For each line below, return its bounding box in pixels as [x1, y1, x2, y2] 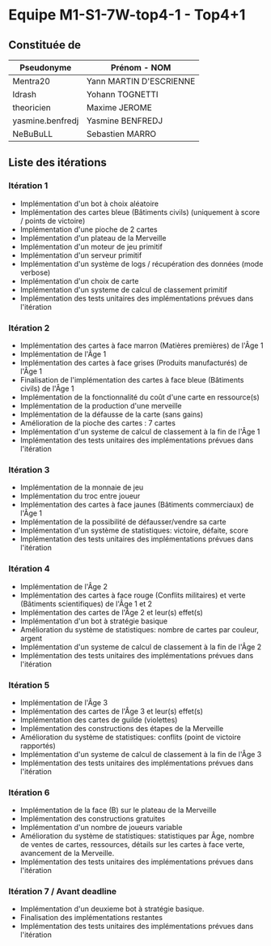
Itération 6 [8, 786, 50, 798]
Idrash [12, 89, 37, 100]
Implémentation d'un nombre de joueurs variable [19, 823, 183, 833]
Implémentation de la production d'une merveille [19, 400, 182, 410]
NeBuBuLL [12, 128, 53, 139]
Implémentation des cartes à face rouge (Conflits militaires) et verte [19, 590, 246, 600]
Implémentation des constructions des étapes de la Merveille [19, 723, 224, 733]
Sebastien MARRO [86, 128, 157, 139]
